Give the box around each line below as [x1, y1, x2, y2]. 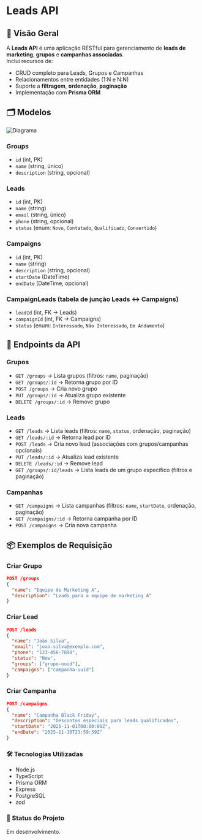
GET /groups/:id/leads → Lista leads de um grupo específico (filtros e [15, 466, 193, 473]
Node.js [15, 766, 36, 773]
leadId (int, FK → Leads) [15, 309, 78, 316]
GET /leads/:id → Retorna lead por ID [15, 433, 111, 441]
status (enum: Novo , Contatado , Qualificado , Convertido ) [15, 224, 157, 232]
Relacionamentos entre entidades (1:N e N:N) [15, 76, 129, 83]
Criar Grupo [6, 562, 42, 570]
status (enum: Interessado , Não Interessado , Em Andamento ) [15, 322, 165, 329]
